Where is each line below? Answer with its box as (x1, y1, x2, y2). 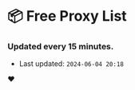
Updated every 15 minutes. (7, 41, 114, 53)
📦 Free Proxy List (7, 7, 127, 25)
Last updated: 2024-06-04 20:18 (18, 59, 125, 68)
